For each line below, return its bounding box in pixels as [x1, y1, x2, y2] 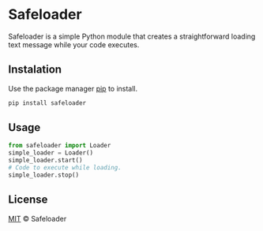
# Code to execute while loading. [8, 164, 122, 172]
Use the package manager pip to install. [8, 84, 138, 93]
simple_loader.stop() [8, 171, 80, 179]
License [8, 193, 48, 207]
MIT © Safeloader [8, 214, 67, 223]
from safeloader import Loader [8, 142, 111, 150]
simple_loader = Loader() [8, 149, 93, 157]
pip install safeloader [8, 99, 87, 107]
